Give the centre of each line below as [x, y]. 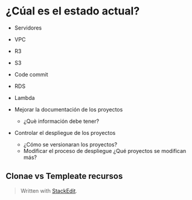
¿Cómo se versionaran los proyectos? [70, 144]
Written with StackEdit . [49, 190]
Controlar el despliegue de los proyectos [65, 133]
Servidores [28, 28]
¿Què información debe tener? [61, 121]
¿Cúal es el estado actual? [73, 11]
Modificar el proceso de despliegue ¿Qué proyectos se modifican [105, 151]
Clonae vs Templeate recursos [64, 176]
